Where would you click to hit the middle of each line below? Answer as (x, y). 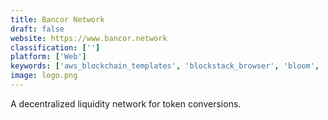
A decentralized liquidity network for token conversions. (126, 103)
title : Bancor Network (57, 19)
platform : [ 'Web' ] (48, 57)
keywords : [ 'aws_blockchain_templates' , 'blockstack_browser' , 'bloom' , (165, 66)
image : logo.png (44, 76)
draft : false (37, 29)
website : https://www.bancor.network (89, 38)
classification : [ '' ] (55, 47)
